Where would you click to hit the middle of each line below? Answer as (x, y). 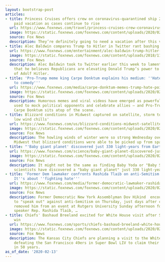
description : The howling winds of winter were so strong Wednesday (81, 138)
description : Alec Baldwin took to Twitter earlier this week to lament (85, 64)
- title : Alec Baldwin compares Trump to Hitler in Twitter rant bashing (82, 46)
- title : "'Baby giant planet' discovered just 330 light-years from (78, 147)
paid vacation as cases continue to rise (57, 23)
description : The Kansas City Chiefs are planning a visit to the (79, 238)
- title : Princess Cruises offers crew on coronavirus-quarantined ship (81, 19)
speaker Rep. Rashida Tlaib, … (46, 211)
